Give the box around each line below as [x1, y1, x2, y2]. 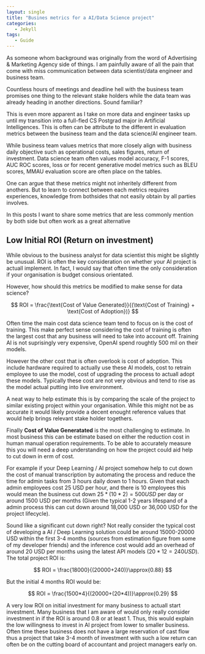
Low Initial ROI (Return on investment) [6, 235, 154, 245]
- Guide [14, 37, 34, 43]
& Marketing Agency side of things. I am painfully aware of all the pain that [6, 61, 194, 68]
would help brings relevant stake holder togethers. [6, 414, 133, 422]
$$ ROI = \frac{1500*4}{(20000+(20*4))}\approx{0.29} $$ [28, 590, 178, 597]
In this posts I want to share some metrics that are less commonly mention [6, 211, 194, 218]
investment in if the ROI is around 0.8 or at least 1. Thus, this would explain [6, 614, 194, 622]
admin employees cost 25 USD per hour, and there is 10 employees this [6, 484, 187, 491]
